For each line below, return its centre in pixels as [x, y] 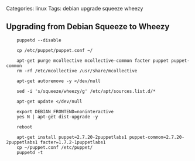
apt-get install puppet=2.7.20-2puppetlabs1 [72, 137]
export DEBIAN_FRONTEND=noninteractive [65, 111]
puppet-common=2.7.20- [157, 137]
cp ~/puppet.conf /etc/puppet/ [55, 147]
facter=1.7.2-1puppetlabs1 [73, 142]
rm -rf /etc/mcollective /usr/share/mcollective [77, 71]
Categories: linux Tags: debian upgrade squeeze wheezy [75, 8]
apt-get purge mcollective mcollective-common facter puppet [93, 61]
